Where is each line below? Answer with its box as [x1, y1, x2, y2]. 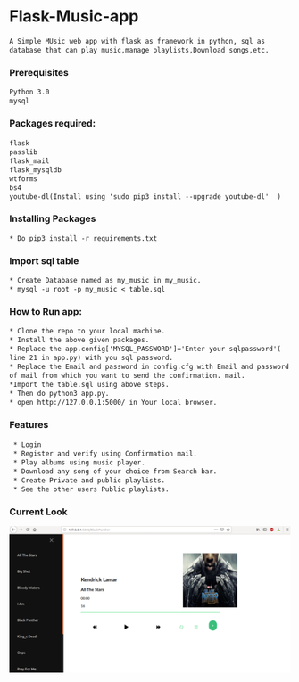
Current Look [9, 505, 68, 518]
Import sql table [9, 254, 79, 267]
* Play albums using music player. [12, 457, 145, 467]
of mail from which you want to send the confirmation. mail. [9, 372, 245, 381]
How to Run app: [9, 306, 83, 318]
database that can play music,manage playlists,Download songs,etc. [9, 45, 270, 54]
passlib [9, 147, 38, 157]
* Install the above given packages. [9, 336, 150, 345]
